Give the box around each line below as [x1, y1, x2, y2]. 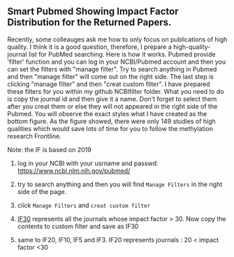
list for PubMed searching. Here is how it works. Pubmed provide [29, 50, 216, 58]
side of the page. [17, 187, 67, 195]
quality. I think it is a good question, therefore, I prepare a [7, 42, 173, 51]
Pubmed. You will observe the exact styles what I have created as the [7, 109, 207, 118]
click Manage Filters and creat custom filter [17, 201, 151, 209]
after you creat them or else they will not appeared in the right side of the [7, 102, 218, 111]
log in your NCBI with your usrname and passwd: [17, 159, 159, 167]
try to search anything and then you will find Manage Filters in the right [17, 180, 223, 188]
